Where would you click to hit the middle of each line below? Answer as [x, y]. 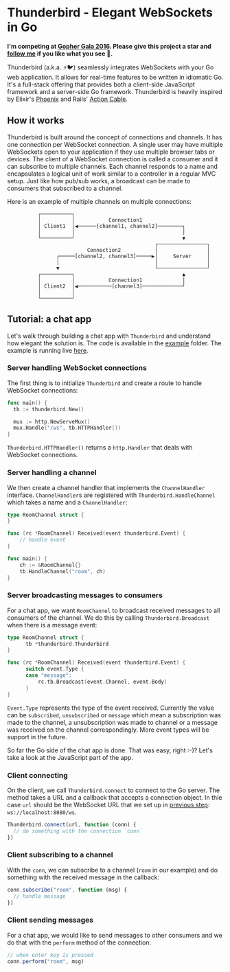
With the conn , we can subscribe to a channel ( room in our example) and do [113, 870]
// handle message [40, 896]
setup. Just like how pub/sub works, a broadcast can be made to [99, 181]
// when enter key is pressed [50, 955]
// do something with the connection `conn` [78, 831]
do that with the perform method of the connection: [79, 942]
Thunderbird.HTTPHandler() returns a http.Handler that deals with [100, 448]
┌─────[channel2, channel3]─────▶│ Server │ [133, 256]
